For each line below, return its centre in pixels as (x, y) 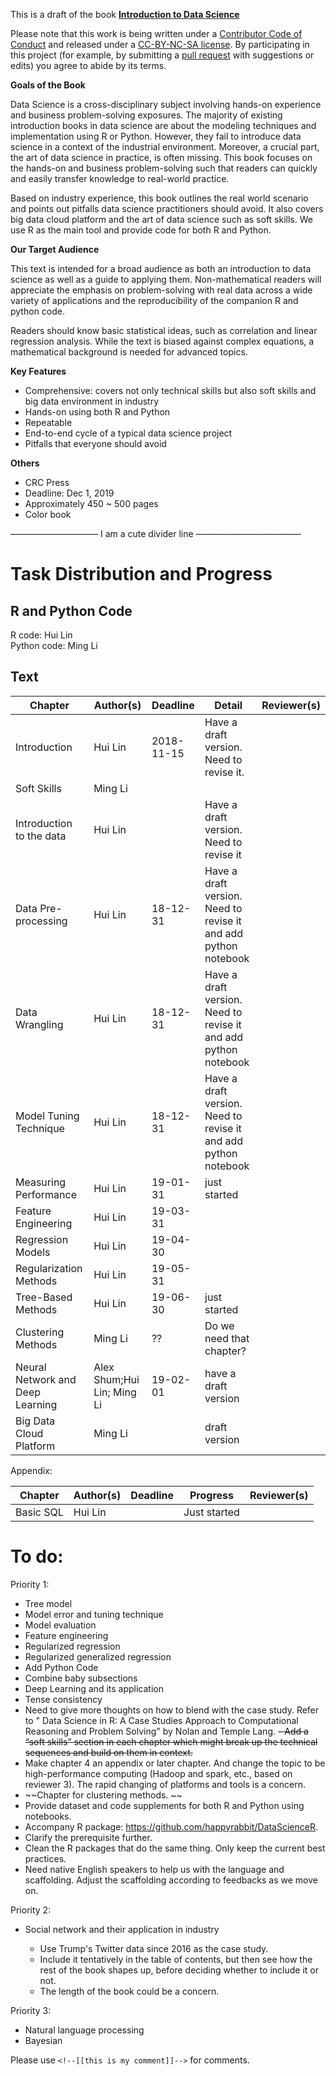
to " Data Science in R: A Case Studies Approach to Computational (161, 1720)
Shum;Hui (116, 1379)
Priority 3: (31, 2010)
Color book (48, 514)
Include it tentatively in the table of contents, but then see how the (176, 1959)
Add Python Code (61, 1667)
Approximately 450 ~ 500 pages (91, 503)
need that (227, 1338)
